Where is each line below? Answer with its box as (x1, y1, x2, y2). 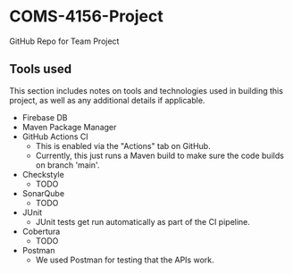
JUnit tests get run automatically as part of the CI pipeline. (35, 216, 250, 227)
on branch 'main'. (35, 159, 100, 170)
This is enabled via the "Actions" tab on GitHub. (35, 140, 212, 151)
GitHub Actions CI (21, 131, 89, 142)
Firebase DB (21, 112, 68, 122)
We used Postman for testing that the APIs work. (35, 254, 214, 265)
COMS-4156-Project (9, 6, 163, 27)
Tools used (9, 62, 72, 77)
